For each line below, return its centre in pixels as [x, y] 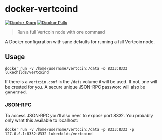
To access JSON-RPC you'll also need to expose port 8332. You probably [79, 116]
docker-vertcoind [41, 9]
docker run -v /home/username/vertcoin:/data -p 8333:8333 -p [70, 130]
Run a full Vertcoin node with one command [61, 32]
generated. [16, 92]
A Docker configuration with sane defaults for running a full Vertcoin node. [80, 41]
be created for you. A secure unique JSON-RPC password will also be [75, 87]
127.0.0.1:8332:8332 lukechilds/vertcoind [49, 134]
